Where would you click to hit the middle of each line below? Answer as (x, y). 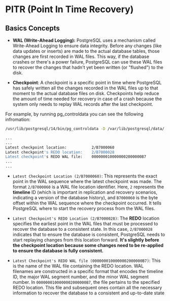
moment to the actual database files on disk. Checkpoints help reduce (86, 93)
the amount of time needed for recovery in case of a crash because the (87, 99)
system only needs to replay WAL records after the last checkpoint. (83, 104)
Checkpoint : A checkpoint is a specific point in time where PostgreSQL (87, 83)
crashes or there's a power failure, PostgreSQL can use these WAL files (87, 62)
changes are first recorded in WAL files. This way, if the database (81, 56)
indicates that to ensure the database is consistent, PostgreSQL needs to (89, 234)
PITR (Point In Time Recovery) (70, 9)
